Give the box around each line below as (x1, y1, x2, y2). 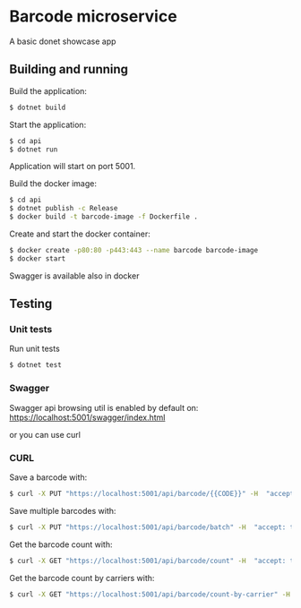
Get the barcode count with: (9, 539, 113, 550)
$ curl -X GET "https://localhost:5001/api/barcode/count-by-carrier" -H (9, 589, 291, 599)
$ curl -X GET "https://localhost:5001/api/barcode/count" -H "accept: (9, 556, 287, 565)
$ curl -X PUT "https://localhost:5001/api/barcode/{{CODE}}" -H (9, 489, 258, 498)
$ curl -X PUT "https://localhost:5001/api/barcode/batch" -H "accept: (9, 522, 287, 532)
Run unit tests (9, 343, 60, 355)
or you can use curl (9, 429, 81, 440)
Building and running (9, 62, 128, 77)
